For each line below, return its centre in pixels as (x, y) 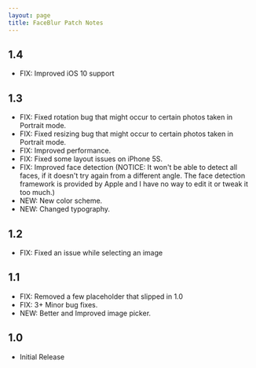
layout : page (29, 15)
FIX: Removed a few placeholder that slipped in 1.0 (101, 296)
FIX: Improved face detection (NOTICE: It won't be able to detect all (128, 167)
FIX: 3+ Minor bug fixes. (59, 304)
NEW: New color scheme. (61, 201)
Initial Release (42, 357)
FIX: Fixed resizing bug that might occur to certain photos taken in (126, 134)
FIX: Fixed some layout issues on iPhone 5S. (91, 159)
